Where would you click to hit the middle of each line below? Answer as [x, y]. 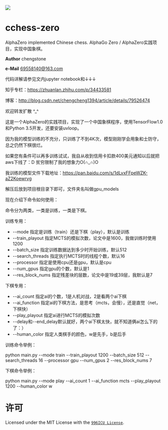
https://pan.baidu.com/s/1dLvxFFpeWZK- [105, 173]
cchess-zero [32, 28]
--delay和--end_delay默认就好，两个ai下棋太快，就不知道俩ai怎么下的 [85, 321]
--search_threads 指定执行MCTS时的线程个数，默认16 [69, 256]
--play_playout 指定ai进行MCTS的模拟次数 [56, 315]
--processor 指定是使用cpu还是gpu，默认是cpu [62, 262]
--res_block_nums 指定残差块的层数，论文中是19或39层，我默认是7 [82, 275]
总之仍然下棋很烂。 [25, 145]
